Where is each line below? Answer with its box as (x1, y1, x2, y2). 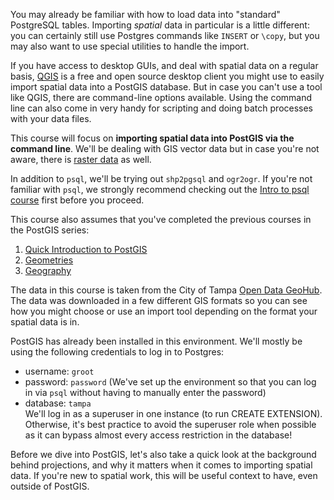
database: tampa (24, 397, 92, 409)
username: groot (24, 365, 95, 377)
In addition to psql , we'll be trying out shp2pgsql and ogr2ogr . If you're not (10, 173, 313, 184)
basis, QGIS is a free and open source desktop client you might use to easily (10, 70, 325, 82)
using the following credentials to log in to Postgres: (10, 346, 225, 358)
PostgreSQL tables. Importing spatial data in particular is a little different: (10, 19, 310, 31)
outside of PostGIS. (10, 480, 90, 492)
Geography (24, 265, 72, 276)
